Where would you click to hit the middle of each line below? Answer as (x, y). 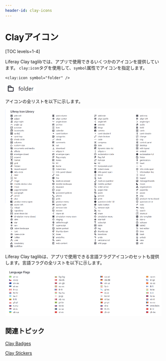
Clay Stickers (19, 353)
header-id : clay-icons (29, 10)
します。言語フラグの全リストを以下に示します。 (55, 263)
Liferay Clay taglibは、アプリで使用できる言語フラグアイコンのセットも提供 (82, 256)
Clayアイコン (32, 37)
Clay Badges (18, 343)
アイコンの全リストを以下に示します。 (44, 101)
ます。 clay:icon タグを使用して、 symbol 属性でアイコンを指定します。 (76, 68)
